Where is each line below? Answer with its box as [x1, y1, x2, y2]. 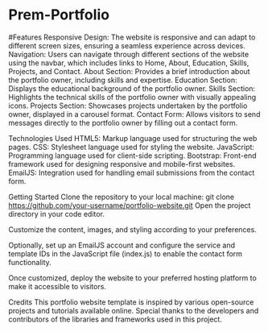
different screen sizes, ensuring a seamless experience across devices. [8, 40, 245, 50]
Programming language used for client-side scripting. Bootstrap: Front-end [8, 151, 257, 160]
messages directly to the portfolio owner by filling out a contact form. [8, 118, 238, 127]
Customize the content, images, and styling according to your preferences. [8, 224, 258, 234]
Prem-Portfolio [8, 6, 110, 24]
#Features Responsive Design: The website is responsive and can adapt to [8, 32, 256, 42]
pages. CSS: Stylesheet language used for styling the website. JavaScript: [8, 142, 255, 151]
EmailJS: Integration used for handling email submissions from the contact [8, 168, 255, 177]
